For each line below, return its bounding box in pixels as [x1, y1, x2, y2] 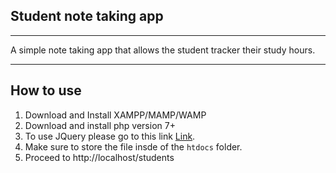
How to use [10, 82, 82, 99]
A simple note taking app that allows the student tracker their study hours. [10, 44, 316, 56]
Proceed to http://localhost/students [24, 151, 175, 163]
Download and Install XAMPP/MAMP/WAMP [24, 109, 207, 121]
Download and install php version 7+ [24, 119, 176, 131]
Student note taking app [10, 8, 164, 25]
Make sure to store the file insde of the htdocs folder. [24, 140, 243, 153]
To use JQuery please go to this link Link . [24, 130, 196, 142]
